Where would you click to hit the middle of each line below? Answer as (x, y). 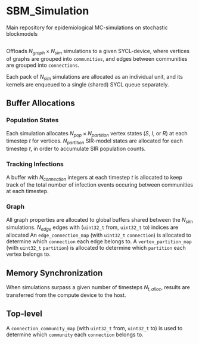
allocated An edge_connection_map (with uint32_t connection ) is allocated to (99, 235)
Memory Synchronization (55, 273)
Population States (32, 120)
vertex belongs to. (28, 254)
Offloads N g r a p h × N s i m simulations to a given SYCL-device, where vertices (98, 52)
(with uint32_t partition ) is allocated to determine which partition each (96, 248)
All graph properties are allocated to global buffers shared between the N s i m (100, 220)
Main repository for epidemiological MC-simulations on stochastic (87, 27)
